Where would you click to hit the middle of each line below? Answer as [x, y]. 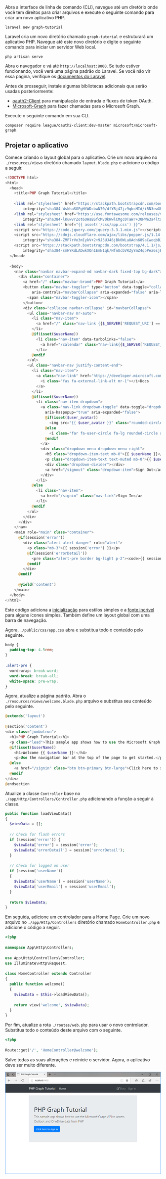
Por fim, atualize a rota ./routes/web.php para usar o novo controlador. [77, 1025]
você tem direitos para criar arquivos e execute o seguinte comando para [80, 12]
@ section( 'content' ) [26, 727]
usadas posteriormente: [29, 91]
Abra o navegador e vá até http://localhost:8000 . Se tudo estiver [72, 66]
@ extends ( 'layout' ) [25, 716]
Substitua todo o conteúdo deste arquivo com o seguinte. [63, 1030]
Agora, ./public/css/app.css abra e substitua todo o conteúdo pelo [74, 630]
